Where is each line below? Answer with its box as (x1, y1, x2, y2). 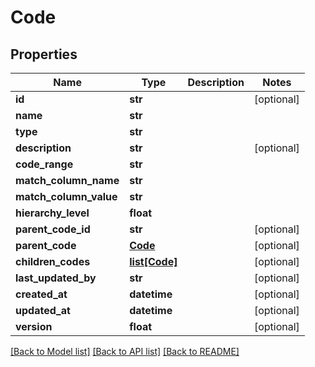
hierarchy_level (15, 206, 90, 220)
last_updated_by (15, 271, 97, 285)
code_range (15, 157, 74, 171)
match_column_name (15, 174, 120, 187)
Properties (10, 46, 78, 63)
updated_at (15, 304, 71, 317)
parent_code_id (15, 222, 91, 236)
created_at (15, 287, 68, 301)
